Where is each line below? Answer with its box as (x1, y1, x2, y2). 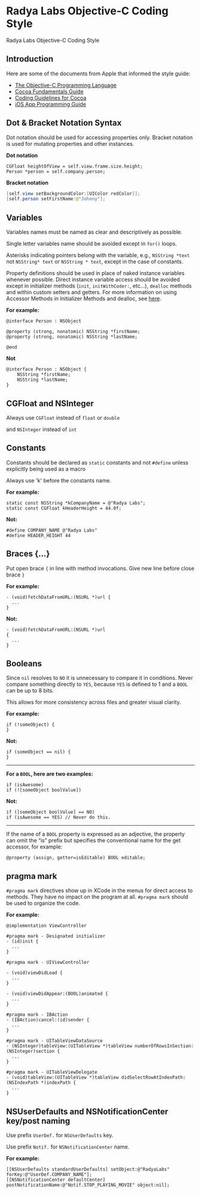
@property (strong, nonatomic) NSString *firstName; (6, 329, 141, 335)
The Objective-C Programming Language (14, 81, 117, 88)
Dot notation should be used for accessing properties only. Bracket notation (6, 133, 193, 141)
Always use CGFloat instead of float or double (6, 414, 120, 421)
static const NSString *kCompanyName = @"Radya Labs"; (6, 500, 146, 506)
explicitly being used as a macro (6, 465, 86, 472)
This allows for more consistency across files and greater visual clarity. (6, 698, 181, 706)
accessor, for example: (6, 843, 63, 850)
